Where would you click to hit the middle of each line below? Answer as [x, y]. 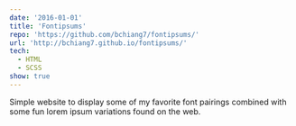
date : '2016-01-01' [46, 18]
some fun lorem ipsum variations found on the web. [105, 111]
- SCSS [30, 68]
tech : [19, 51]
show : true [30, 76]
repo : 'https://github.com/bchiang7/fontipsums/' [105, 34]
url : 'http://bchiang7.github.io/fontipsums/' [98, 43]
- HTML [30, 59]
